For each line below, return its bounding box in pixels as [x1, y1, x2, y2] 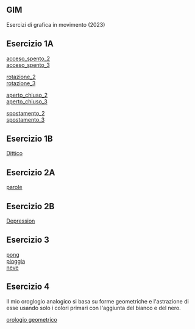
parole [6, 184, 23, 191]
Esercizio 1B [6, 134, 53, 144]
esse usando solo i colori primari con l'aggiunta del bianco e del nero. [6, 304, 181, 311]
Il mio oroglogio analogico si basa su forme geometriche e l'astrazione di [6, 297, 189, 305]
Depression [6, 217, 35, 224]
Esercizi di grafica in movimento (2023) [6, 21, 105, 28]
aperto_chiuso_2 [6, 91, 48, 99]
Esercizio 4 [6, 282, 50, 292]
